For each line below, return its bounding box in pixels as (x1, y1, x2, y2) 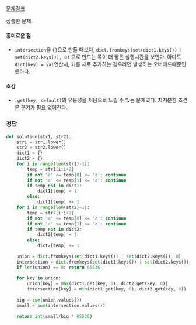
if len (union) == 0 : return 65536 (16, 264, 100, 271)
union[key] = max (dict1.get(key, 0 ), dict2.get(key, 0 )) (27, 280, 168, 287)
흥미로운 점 (6, 32, 31, 39)
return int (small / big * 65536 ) (16, 313, 93, 319)
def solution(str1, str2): (6, 134, 72, 139)
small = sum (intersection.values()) (16, 302, 106, 309)
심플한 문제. (6, 18, 33, 25)
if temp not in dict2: (27, 226, 82, 232)
